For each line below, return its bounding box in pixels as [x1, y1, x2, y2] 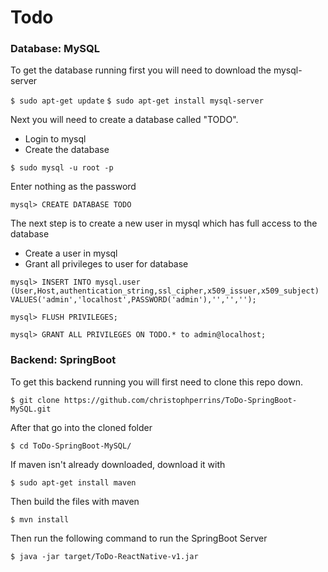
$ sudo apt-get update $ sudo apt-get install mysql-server [10, 96, 264, 106]
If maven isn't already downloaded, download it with [10, 458, 226, 470]
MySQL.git [10, 404, 52, 414]
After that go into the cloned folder [10, 421, 153, 433]
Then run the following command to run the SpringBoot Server [10, 532, 268, 544]
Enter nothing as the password [10, 181, 137, 193]
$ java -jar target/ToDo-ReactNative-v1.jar [10, 551, 199, 561]
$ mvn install [10, 514, 70, 525]
